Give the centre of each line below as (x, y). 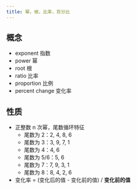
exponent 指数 (33, 53)
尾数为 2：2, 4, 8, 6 (48, 135)
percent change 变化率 (43, 91)
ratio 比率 (27, 76)
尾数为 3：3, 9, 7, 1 (47, 143)
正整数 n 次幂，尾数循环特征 (50, 128)
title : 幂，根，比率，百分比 (38, 12)
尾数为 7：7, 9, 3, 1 (47, 165)
